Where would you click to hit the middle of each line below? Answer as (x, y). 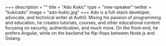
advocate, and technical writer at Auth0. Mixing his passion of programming (83, 17)
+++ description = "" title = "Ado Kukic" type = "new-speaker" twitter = (79, 7)
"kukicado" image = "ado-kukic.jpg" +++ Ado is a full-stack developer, (78, 12)
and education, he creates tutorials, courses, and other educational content (83, 23)
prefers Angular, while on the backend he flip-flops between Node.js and (80, 33)
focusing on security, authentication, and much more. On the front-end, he (82, 28)
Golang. (13, 38)
